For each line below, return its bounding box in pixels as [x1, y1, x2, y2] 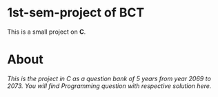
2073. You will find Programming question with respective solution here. [7, 81, 212, 90]
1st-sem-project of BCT [7, 5, 145, 21]
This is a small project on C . [7, 28, 86, 36]
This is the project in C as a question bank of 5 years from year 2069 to [7, 74, 212, 83]
